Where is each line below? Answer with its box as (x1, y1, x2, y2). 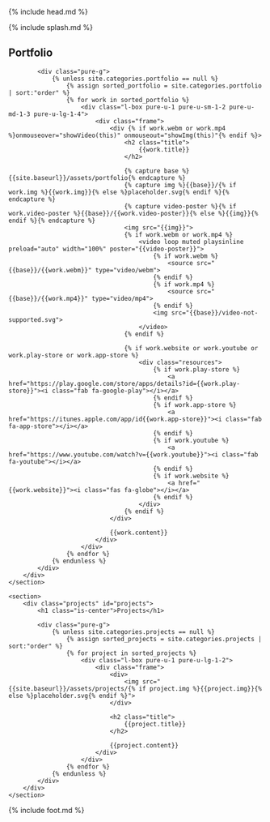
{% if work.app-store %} (153, 400, 237, 409)
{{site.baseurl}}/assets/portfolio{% (8, 173, 136, 182)
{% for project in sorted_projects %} (65, 649, 197, 657)
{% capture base (124, 166, 179, 175)
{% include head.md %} (8, 7, 89, 16)
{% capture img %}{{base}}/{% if (124, 181, 237, 189)
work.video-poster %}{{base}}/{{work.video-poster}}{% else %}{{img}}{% (8, 209, 259, 217)
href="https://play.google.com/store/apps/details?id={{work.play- (8, 379, 241, 387)
